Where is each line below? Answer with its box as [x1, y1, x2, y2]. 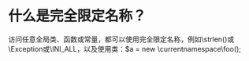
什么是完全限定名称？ [8, 7, 147, 25]
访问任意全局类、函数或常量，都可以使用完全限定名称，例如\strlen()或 [8, 34, 235, 44]
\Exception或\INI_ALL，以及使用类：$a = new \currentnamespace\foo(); [8, 44, 242, 53]
